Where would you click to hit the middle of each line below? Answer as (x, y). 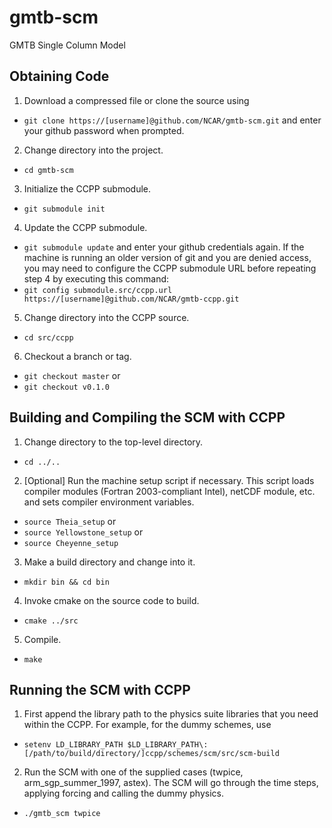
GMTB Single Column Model (67, 45)
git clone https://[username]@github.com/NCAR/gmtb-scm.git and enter (172, 120)
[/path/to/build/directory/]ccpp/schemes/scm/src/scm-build (151, 754)
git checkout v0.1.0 (66, 387)
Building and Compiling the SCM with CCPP (147, 417)
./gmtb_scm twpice (62, 814)
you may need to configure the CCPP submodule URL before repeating (170, 268)
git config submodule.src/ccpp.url (98, 290)
